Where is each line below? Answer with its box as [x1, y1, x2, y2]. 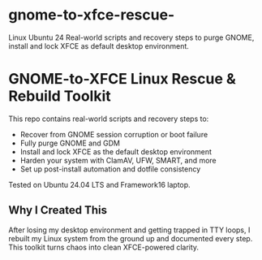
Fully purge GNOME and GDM [19, 138, 120, 148]
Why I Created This [8, 203, 108, 217]
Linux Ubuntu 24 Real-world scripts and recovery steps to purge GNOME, [8, 32, 255, 42]
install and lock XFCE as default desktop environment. [8, 41, 189, 50]
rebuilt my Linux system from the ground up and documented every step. [8, 233, 253, 243]
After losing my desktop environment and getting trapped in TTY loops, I [8, 225, 251, 235]
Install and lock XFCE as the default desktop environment [19, 146, 213, 156]
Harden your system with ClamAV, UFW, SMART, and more [19, 155, 217, 165]
